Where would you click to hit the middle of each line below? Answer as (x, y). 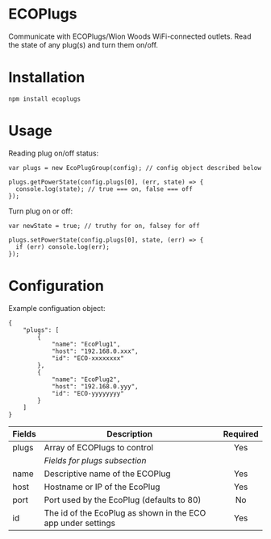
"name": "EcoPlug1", (86, 344)
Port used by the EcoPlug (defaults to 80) (123, 500)
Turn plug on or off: (41, 211)
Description (130, 433)
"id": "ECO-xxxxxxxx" (88, 358)
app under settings (79, 523)
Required (241, 433)
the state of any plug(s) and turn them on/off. (83, 44)
